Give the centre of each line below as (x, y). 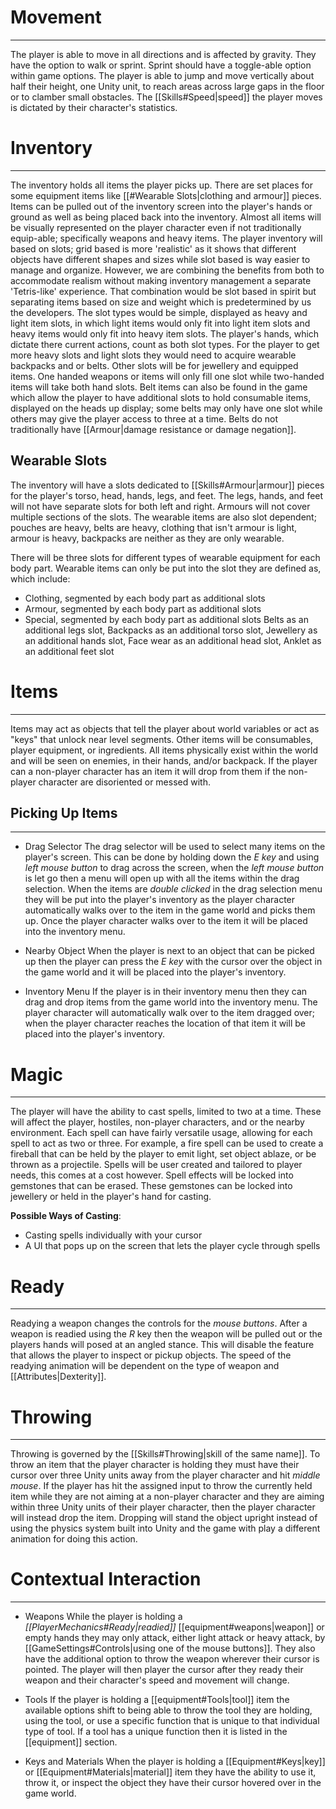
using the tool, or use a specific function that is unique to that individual (172, 1721)
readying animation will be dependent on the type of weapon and (145, 1366)
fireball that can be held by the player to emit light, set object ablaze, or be (163, 1154)
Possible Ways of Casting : (66, 1216)
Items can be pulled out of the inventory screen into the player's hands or (161, 206)
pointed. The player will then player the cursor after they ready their (164, 1670)
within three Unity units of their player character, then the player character (163, 1507)
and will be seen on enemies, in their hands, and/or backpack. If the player (164, 760)
